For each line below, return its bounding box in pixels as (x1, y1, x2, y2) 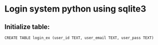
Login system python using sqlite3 (4, 3, 146, 15)
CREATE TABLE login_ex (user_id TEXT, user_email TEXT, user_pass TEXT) (4, 35, 154, 40)
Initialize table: (4, 23, 50, 31)
